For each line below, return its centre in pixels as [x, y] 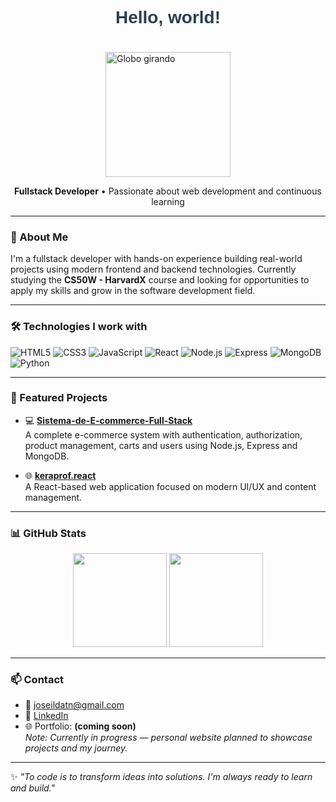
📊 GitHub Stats [48, 533]
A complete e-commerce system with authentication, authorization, [163, 434]
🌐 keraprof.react [60, 475]
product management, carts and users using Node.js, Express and [161, 445]
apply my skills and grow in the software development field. [133, 291]
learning [168, 201]
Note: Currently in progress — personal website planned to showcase [168, 738]
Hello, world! [168, 17]
